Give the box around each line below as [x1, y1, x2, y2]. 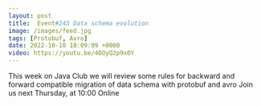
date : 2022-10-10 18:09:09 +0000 [8, 42, 120, 50]
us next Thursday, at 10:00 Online [8, 88, 120, 97]
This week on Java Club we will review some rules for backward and [8, 71, 235, 80]
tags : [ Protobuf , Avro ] [8, 34, 88, 43]
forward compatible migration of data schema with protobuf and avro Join [8, 79, 253, 89]
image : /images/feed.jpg [8, 26, 92, 35]
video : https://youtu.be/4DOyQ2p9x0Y [8, 49, 135, 57]
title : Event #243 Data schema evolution [8, 19, 149, 27]
